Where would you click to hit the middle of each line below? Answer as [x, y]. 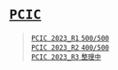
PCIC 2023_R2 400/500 [70, 47]
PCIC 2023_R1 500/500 [70, 38]
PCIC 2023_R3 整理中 [66, 57]
